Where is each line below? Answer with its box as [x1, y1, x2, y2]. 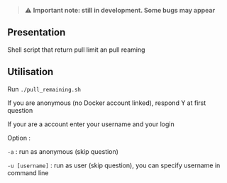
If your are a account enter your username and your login [7, 120, 175, 128]
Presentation [7, 26, 66, 38]
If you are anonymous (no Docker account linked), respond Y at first [7, 99, 206, 107]
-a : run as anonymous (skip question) [7, 147, 119, 155]
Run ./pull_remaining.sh [7, 84, 82, 93]
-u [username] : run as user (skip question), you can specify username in [7, 161, 221, 170]
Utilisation [7, 66, 54, 78]
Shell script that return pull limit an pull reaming [7, 45, 145, 54]
